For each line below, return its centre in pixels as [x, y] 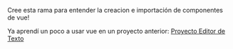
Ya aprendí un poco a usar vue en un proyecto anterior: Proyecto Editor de [116, 31]
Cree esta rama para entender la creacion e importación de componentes [115, 10]
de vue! [19, 17]
